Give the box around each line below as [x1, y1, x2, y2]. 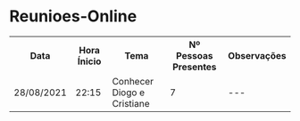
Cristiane [112, 97, 150, 109]
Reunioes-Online [9, 6, 137, 27]
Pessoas [175, 49, 213, 61]
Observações [227, 49, 287, 61]
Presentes [172, 60, 217, 73]
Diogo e [112, 86, 146, 99]
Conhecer [112, 75, 154, 87]
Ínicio [77, 55, 102, 68]
